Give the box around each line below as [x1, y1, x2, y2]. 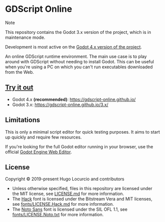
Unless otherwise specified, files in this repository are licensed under [12, 186, 153, 192]
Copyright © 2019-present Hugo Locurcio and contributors [5, 176, 124, 182]
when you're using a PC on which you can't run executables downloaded [5, 64, 153, 70]
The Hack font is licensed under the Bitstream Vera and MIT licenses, [12, 196, 153, 202]
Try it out [5, 83, 33, 92]
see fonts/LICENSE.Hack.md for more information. [12, 201, 114, 207]
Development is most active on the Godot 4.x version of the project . [5, 44, 142, 50]
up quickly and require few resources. [5, 134, 82, 140]
